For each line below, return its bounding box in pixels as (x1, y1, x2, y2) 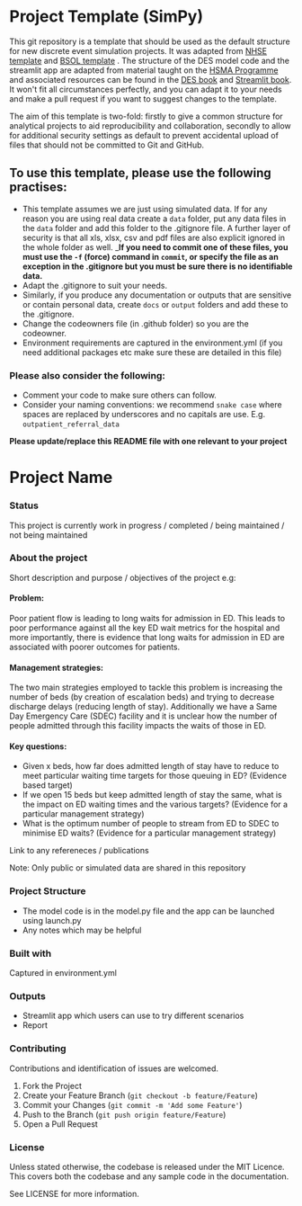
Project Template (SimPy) (9, 6, 204, 27)
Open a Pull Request (22, 1118, 99, 1130)
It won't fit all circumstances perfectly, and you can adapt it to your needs (9, 84, 282, 94)
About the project (9, 551, 88, 564)
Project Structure (9, 885, 86, 898)
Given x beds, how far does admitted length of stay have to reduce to (22, 761, 280, 772)
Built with (9, 947, 52, 960)
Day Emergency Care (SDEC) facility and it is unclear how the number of (9, 710, 278, 721)
